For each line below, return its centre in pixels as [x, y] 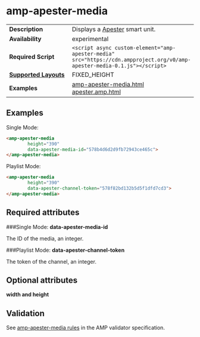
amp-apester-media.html [108, 84]
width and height [28, 295]
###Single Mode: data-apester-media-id [57, 227]
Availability [25, 39]
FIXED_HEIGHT [93, 75]
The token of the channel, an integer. [51, 261]
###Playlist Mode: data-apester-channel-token [65, 250]
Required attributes [43, 213]
